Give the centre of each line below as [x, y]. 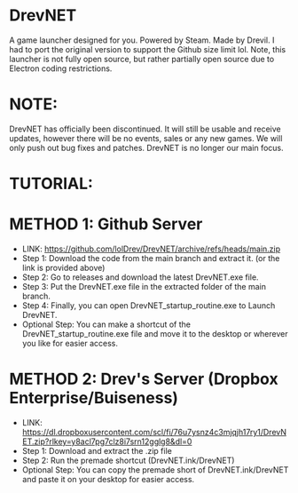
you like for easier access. [70, 343]
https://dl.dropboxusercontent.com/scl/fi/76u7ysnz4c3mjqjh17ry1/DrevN [154, 432]
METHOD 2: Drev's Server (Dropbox [144, 379]
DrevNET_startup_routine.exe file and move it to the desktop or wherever [155, 334]
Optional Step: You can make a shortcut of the [106, 324]
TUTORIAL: [51, 184]
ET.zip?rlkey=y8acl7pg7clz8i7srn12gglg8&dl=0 [107, 441]
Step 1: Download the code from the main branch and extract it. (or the [151, 258]
